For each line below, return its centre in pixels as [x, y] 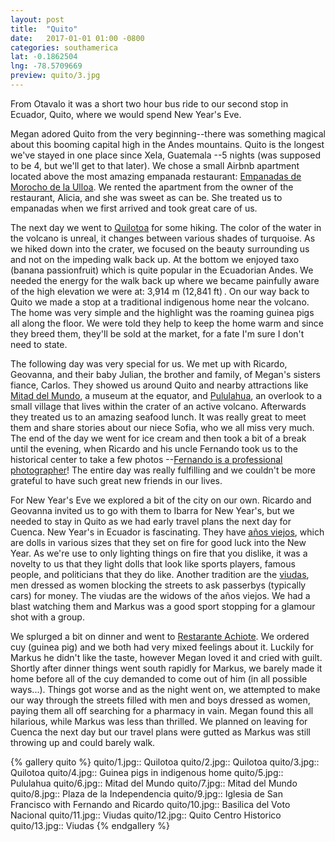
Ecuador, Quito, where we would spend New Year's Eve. [126, 114]
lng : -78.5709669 [46, 66]
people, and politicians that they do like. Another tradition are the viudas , [160, 574]
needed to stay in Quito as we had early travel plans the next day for [151, 521]
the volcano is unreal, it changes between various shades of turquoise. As [163, 238]
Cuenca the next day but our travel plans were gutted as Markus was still [161, 732]
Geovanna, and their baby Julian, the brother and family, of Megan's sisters [165, 374]
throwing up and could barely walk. [83, 742]
